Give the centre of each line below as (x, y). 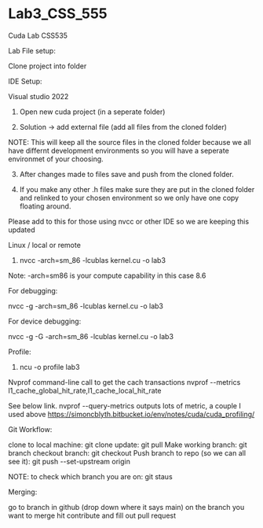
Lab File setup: (32, 50)
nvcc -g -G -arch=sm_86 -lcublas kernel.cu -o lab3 (91, 336)
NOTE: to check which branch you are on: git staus (90, 476)
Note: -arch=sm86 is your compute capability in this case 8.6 (107, 275)
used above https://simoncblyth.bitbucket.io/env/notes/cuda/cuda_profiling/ (131, 414)
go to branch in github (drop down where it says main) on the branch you (126, 507)
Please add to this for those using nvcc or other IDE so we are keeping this (129, 221)
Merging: (23, 492)
